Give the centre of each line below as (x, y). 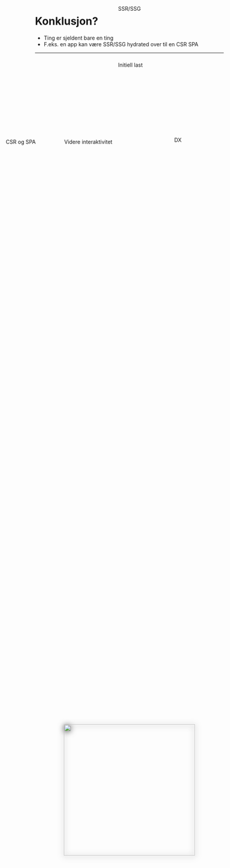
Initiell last (131, 65)
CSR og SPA (21, 142)
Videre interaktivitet (88, 142)
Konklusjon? (67, 21)
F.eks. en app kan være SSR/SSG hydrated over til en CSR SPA (121, 44)
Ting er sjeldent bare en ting (78, 38)
